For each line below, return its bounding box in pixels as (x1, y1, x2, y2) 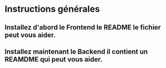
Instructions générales (4, 3, 100, 15)
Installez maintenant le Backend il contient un (4, 47, 148, 56)
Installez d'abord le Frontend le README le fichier (4, 23, 161, 32)
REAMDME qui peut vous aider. (4, 55, 103, 64)
